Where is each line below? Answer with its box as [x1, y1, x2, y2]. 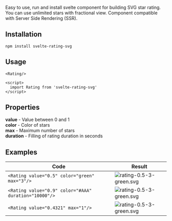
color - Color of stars [5, 122, 50, 128]
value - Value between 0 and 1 [5, 116, 70, 123]
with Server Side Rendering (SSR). [5, 15, 78, 21]
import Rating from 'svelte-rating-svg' [10, 85, 97, 90]
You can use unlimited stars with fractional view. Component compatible [5, 10, 158, 16]
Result [131, 163, 147, 170]
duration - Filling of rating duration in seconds [5, 133, 103, 139]
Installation [5, 30, 42, 39]
